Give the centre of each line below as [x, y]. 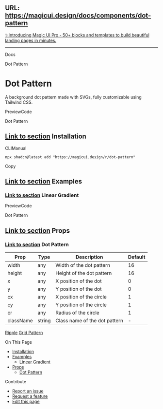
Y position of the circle [81, 305]
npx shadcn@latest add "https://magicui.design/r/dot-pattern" [70, 157]
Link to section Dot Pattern [37, 244]
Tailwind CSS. [19, 102]
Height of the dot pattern [84, 273]
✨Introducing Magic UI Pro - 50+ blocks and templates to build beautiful [77, 35]
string [44, 320]
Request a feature [30, 396]
